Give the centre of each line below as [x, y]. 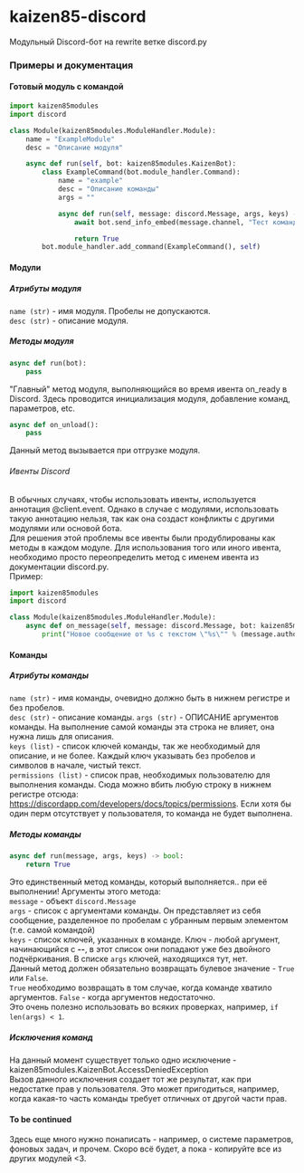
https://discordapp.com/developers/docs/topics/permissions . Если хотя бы [151, 804]
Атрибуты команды [49, 675]
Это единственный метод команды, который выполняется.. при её [138, 882]
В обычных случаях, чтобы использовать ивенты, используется [133, 499]
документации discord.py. [59, 567]
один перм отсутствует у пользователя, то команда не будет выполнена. [151, 814]
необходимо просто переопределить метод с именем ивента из [134, 557]
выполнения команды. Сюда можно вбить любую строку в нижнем [140, 785]
